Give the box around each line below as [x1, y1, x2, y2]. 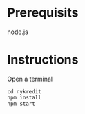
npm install [7, 94, 41, 101]
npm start [7, 100, 36, 107]
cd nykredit [7, 88, 41, 95]
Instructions [7, 52, 79, 68]
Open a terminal [7, 75, 53, 83]
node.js [7, 28, 29, 36]
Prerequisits [7, 5, 79, 21]
